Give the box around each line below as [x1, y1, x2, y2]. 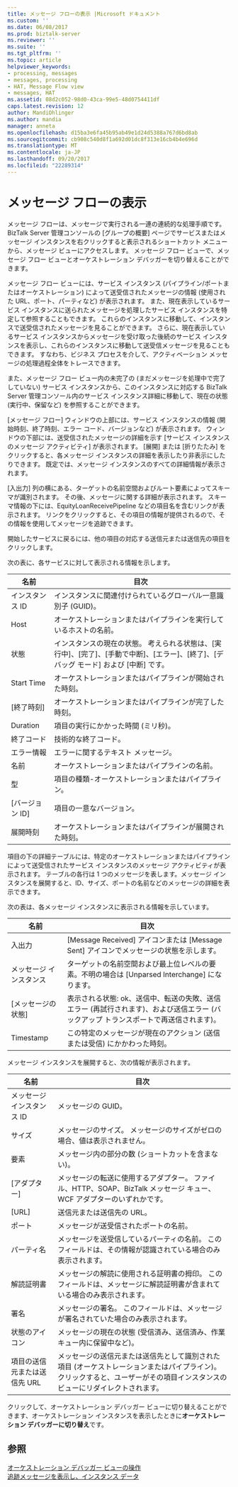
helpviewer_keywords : [7, 63, 72, 70]
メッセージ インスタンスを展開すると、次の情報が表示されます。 [7, 1058, 195, 1066]
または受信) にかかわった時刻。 [67, 1038, 171, 1048]
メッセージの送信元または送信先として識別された [57, 1351, 221, 1361]
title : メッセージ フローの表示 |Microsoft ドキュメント [7, 10, 161, 18]
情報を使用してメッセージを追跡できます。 [13, 519, 137, 528]
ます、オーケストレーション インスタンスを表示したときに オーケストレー [13, 1411, 225, 1420]
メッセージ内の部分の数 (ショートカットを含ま [57, 1149, 211, 1159]
